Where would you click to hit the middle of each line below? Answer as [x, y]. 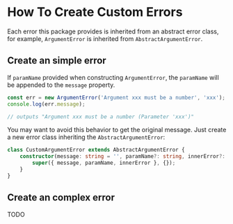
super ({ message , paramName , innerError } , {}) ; [104, 163]
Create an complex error [61, 198]
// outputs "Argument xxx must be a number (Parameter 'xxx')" [101, 117]
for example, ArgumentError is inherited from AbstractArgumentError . [105, 38]
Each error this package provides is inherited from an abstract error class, [113, 31]
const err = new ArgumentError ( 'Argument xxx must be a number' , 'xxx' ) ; [116, 97]
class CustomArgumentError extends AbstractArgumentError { [96, 150]
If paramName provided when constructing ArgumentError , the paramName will [113, 77]
